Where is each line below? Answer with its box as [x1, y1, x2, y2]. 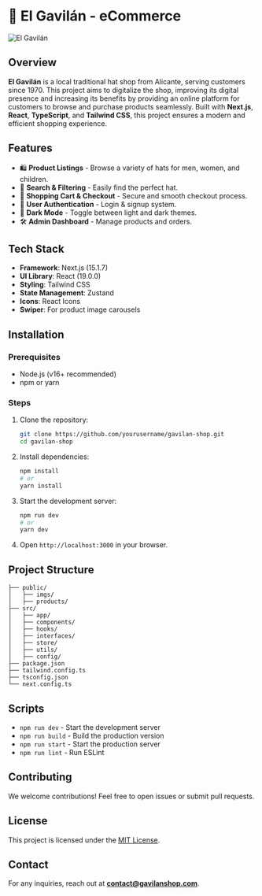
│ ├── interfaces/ [8, 632, 76, 640]
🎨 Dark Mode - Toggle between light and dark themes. [19, 208, 197, 217]
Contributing [8, 771, 72, 784]
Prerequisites [8, 351, 61, 362]
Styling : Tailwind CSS [19, 280, 90, 290]
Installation [8, 328, 65, 341]
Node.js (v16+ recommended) [19, 369, 116, 379]
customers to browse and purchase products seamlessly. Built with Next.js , [8, 102, 253, 111]
